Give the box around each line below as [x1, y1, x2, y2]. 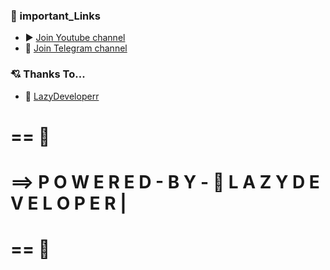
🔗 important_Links [10, 9, 101, 23]
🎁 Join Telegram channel [24, 42, 128, 54]
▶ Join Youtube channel [24, 32, 126, 44]
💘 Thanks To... [10, 67, 86, 81]
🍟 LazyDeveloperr [24, 90, 100, 102]
